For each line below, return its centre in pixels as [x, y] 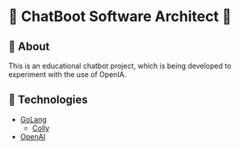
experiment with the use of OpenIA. [67, 74]
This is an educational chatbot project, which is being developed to [120, 66]
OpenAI [33, 136]
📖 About [29, 47]
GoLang [33, 119]
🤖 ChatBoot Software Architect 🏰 [120, 17]
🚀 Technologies [48, 100]
